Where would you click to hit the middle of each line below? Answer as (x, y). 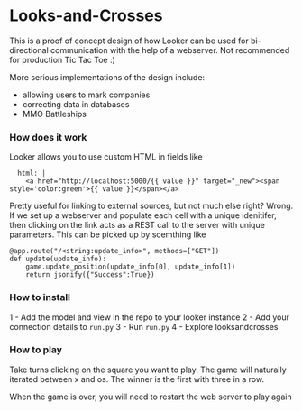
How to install (40, 297)
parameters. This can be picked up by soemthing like (108, 234)
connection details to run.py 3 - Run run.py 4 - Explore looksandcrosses (144, 326)
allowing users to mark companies (86, 95)
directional (29, 50)
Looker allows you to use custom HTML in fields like (106, 157)
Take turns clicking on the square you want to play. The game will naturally (148, 370)
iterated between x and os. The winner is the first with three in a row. (137, 379)
